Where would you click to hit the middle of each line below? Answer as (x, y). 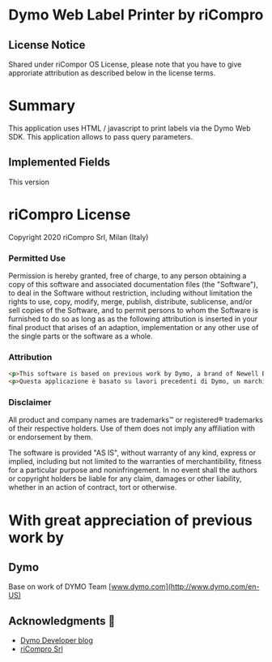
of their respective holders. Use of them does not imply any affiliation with (132, 428)
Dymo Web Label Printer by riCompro (136, 15)
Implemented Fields (59, 163)
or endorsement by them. (51, 437)
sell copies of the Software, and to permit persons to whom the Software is (134, 310)
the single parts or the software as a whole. (81, 336)
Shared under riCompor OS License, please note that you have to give (125, 64)
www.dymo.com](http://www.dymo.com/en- (185, 587)
